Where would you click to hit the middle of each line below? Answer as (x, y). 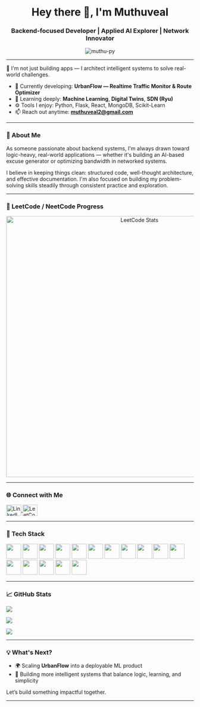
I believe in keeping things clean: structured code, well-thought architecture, (100, 172)
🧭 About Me (24, 135)
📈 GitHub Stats (29, 594)
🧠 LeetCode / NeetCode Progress (55, 206)
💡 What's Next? (29, 652)
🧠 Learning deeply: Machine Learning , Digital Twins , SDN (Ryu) (94, 99)
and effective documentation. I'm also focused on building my (82, 179)
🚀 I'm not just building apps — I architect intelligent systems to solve (90, 69)
